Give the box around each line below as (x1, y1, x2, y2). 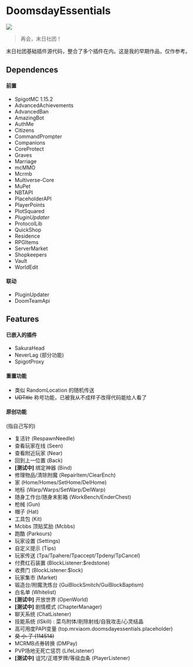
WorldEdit (14, 264, 39, 271)
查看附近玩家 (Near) (14, 449, 63, 456)
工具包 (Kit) (14, 515, 42, 522)
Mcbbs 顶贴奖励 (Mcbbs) (14, 522, 75, 529)
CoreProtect (14, 145, 44, 152)
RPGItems (14, 238, 39, 245)
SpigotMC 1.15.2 (14, 95, 53, 102)
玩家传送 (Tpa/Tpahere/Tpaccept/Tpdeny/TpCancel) (14, 552, 140, 559)
